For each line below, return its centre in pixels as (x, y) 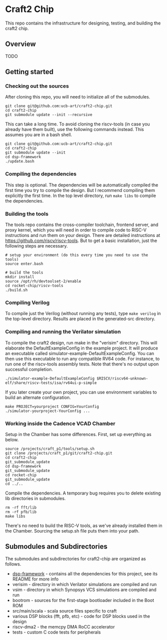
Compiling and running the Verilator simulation (63, 332)
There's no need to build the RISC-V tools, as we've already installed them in (84, 525)
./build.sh (16, 290)
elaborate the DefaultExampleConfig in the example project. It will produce (82, 348)
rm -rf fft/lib (21, 507)
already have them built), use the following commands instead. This (75, 129)
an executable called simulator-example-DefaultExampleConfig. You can (80, 353)
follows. (13, 564)
